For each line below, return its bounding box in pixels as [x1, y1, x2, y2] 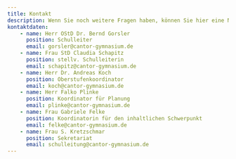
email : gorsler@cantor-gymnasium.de [25, 43, 133, 50]
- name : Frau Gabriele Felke [20, 108, 105, 115]
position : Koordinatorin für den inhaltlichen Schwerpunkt [25, 115, 202, 122]
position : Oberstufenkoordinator [25, 75, 124, 83]
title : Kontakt [7, 10, 52, 18]
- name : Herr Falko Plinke [20, 89, 99, 96]
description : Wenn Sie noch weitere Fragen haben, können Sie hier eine [7, 17, 225, 24]
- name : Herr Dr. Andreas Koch [20, 69, 112, 76]
